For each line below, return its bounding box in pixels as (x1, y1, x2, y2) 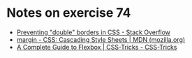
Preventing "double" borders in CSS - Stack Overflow (16, 28, 171, 36)
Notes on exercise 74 (6, 5, 131, 21)
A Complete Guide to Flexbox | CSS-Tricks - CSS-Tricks (16, 43, 177, 51)
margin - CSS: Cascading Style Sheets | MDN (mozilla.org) (16, 35, 186, 43)
